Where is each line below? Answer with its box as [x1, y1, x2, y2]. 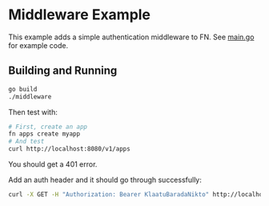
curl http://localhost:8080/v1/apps [8, 145, 130, 153]
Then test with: [8, 107, 58, 117]
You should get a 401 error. [8, 160, 98, 169]
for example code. [8, 40, 69, 50]
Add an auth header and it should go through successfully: [8, 175, 203, 184]
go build [8, 85, 38, 93]
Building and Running [8, 64, 118, 78]
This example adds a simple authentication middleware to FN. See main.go [8, 32, 255, 42]
